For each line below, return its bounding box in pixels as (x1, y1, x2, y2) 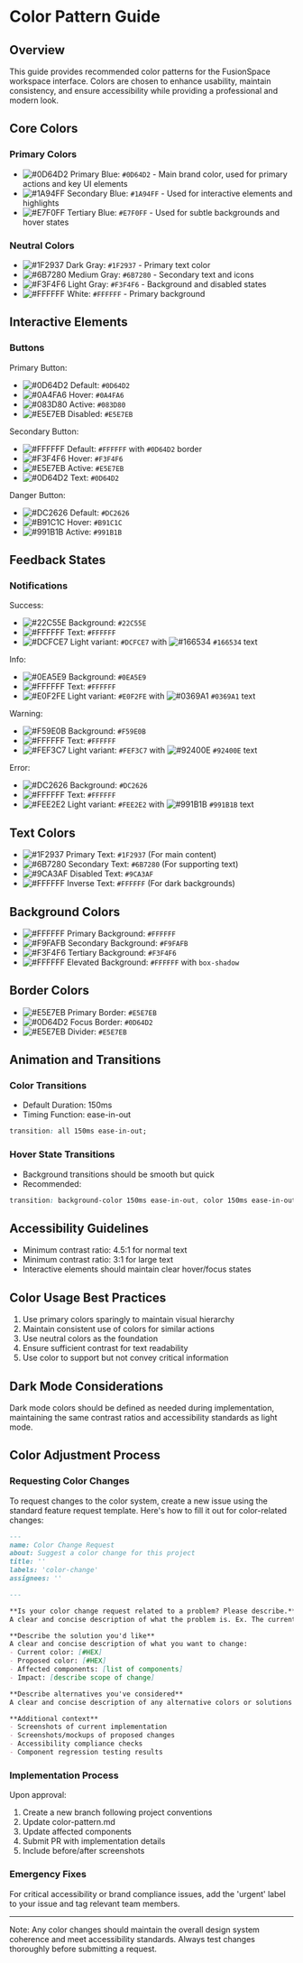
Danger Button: (9, 489, 66, 500)
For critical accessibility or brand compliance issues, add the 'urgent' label (9, 1888, 286, 1899)
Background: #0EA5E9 (68, 671, 147, 682)
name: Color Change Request (9, 1541, 115, 1550)
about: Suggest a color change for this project (9, 1549, 196, 1558)
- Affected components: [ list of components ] (9, 1665, 183, 1674)
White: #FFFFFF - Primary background (67, 288, 206, 299)
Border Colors (9, 983, 90, 998)
